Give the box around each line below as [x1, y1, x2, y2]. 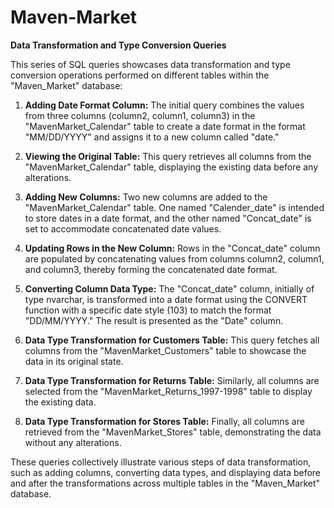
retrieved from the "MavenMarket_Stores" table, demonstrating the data [24, 426, 322, 438]
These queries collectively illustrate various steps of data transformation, [10, 456, 312, 468]
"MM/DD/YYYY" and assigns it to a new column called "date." [24, 131, 280, 143]
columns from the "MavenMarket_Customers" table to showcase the [24, 344, 307, 356]
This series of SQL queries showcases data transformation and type [10, 58, 291, 70]
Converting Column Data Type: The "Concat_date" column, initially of [24, 282, 315, 295]
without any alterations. [24, 436, 122, 448]
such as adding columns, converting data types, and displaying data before [10, 466, 322, 478]
